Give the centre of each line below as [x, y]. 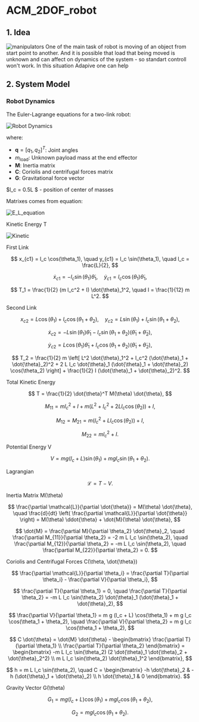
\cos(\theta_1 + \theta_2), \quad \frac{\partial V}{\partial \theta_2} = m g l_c [100, 622]
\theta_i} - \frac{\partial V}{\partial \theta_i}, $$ [100, 580]
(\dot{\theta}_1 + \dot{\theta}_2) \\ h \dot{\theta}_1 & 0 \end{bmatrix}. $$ [102, 676]
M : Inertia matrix [35, 165]
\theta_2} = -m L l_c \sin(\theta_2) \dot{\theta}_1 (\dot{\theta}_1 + [100, 597]
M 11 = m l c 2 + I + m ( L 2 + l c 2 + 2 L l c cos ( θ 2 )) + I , [100, 406]
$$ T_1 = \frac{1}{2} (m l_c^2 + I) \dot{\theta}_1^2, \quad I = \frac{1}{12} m [100, 290]
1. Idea [18, 32]
